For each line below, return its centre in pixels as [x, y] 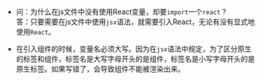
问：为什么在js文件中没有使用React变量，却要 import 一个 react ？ [121, 12]
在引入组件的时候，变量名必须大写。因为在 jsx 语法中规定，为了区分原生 [134, 49]
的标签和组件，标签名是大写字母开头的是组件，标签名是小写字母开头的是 [135, 59]
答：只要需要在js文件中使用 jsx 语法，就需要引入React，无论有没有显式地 [135, 22]
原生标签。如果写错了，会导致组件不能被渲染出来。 [100, 69]
